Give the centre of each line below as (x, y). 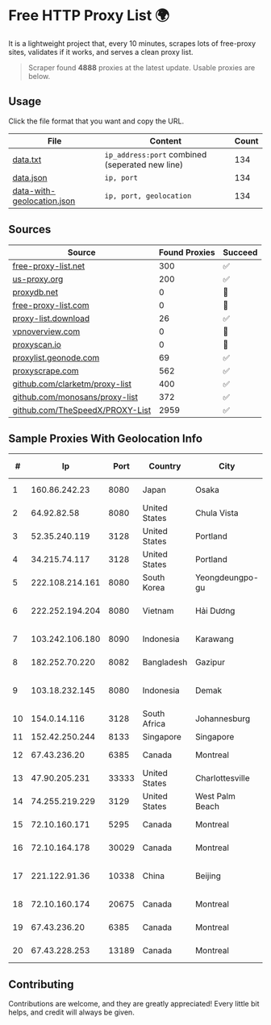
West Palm (215, 797)
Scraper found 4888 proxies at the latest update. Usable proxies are (142, 67)
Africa (154, 724)
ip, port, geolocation (148, 196)
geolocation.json (44, 201)
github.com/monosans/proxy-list (75, 397)
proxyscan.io (37, 344)
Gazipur (210, 662)
